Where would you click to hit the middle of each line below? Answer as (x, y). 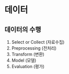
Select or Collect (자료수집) (38, 42)
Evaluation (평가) (28, 66)
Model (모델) (24, 60)
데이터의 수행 (23, 29)
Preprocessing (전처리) (34, 48)
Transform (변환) (28, 54)
